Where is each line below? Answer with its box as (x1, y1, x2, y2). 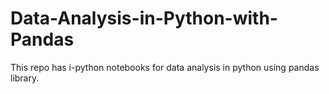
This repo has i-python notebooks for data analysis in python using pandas (10, 61, 320, 73)
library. (10, 72, 40, 84)
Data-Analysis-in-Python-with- (10, 7, 278, 30)
